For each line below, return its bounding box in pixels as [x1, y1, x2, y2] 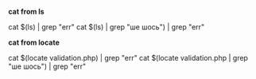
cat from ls [8, 7, 45, 16]
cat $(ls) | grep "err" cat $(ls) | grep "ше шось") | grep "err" [8, 22, 205, 31]
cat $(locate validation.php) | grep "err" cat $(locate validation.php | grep [8, 53, 249, 62]
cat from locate [8, 38, 60, 47]
